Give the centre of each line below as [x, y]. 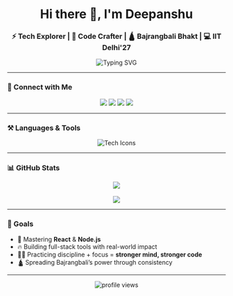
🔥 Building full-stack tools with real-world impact [87, 247]
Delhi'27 [116, 48]
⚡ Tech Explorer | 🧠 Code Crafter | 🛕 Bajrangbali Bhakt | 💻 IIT [116, 36]
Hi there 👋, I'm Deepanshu [116, 14]
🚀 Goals [20, 224]
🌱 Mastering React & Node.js [59, 239]
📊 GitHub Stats [34, 168]
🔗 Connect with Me [40, 88]
